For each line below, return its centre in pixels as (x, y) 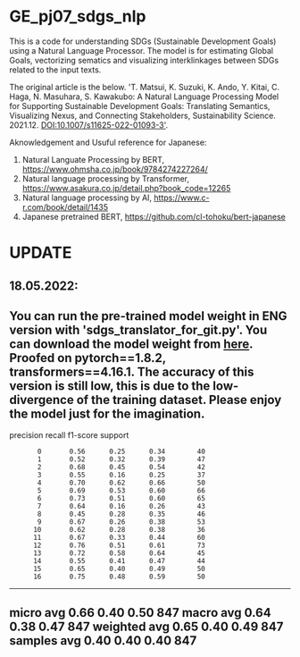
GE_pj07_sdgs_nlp (78, 17)
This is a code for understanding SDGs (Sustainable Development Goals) (143, 41)
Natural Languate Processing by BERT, (93, 159)
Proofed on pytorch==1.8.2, (88, 358)
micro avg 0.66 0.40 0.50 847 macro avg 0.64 (140, 613)
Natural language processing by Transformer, (106, 178)
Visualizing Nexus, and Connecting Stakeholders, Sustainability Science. (143, 115)
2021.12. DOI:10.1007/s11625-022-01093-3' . (89, 125)
